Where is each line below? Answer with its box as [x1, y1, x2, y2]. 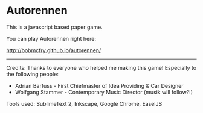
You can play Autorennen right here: [6, 35, 97, 42]
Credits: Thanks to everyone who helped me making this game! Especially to [6, 64, 197, 71]
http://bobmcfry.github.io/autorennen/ [6, 46, 101, 54]
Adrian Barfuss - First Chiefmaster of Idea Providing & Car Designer [14, 82, 184, 89]
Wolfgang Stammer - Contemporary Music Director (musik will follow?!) [14, 88, 193, 96]
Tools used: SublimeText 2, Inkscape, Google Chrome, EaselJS [6, 100, 163, 107]
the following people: [6, 70, 59, 78]
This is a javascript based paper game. [6, 23, 103, 31]
